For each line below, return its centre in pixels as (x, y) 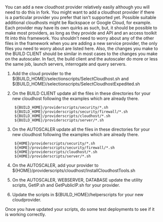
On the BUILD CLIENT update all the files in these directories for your (81, 93)
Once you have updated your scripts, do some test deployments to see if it (80, 209)
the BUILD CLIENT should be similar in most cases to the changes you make (81, 54)
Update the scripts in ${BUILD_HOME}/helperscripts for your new (78, 194)
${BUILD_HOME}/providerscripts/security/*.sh (61, 107)
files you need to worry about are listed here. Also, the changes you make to (81, 49)
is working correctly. (26, 214)
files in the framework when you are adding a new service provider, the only (81, 43)
